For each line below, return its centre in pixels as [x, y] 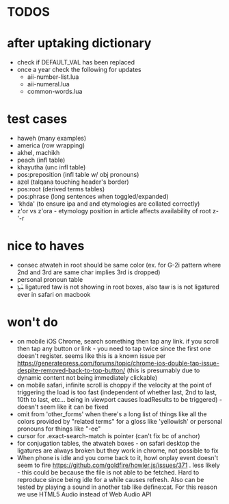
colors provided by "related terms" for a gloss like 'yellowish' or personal [120, 421]
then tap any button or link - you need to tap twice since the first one [114, 348]
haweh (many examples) [52, 139]
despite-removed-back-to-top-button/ [71, 370]
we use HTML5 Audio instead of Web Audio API [84, 494]
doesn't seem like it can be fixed [63, 407]
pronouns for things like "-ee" [59, 429]
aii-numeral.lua [48, 84]
